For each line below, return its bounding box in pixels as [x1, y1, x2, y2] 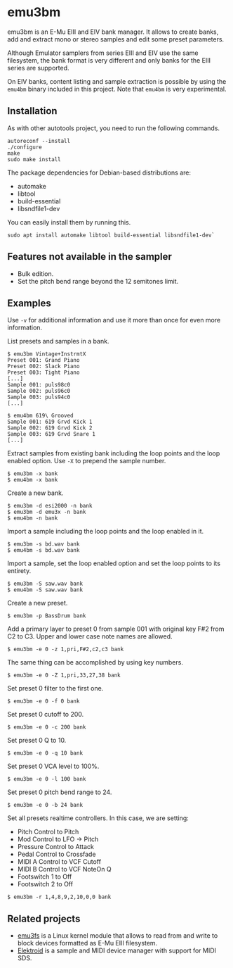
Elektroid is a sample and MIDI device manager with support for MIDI [17, 946, 216, 955]
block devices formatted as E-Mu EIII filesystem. [17, 939, 158, 948]
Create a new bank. [7, 489, 64, 497]
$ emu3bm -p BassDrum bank [7, 612, 86, 620]
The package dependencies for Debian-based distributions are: [7, 168, 192, 177]
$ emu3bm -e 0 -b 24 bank [7, 802, 83, 809]
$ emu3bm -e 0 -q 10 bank [7, 750, 83, 757]
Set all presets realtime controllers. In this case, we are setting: [7, 814, 189, 822]
